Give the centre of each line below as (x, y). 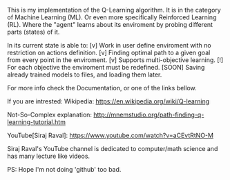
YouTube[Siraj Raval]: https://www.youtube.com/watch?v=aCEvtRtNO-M (111, 135)
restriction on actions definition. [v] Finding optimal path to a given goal (109, 52)
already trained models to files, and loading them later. (85, 74)
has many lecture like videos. (49, 156)
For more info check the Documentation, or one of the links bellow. (102, 88)
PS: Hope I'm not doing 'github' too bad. (64, 169)
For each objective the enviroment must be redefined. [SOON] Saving (106, 67)
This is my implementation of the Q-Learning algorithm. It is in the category (114, 10)
